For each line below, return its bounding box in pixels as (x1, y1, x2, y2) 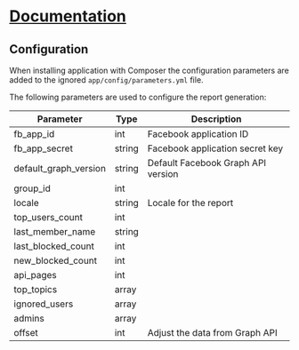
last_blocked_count (13, 240, 95, 252)
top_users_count (13, 211, 83, 223)
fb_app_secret (13, 142, 74, 155)
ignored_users (13, 298, 74, 310)
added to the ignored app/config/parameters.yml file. (9, 75, 204, 85)
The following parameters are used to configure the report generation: (9, 91, 267, 102)
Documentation (9, 6, 127, 27)
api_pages (13, 269, 58, 281)
